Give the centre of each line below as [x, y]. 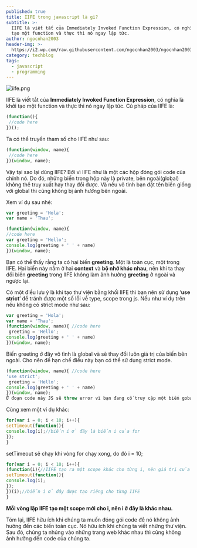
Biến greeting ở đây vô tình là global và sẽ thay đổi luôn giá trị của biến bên [97, 354]
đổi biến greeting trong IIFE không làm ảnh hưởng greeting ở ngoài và [91, 275]
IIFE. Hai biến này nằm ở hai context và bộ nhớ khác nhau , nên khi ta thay [96, 268]
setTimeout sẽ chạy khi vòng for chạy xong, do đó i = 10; [74, 453]
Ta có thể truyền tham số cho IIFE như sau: [58, 139]
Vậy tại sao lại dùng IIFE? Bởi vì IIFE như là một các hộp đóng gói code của [96, 172]
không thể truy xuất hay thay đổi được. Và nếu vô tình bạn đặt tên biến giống [98, 184]
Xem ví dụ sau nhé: [29, 202]
